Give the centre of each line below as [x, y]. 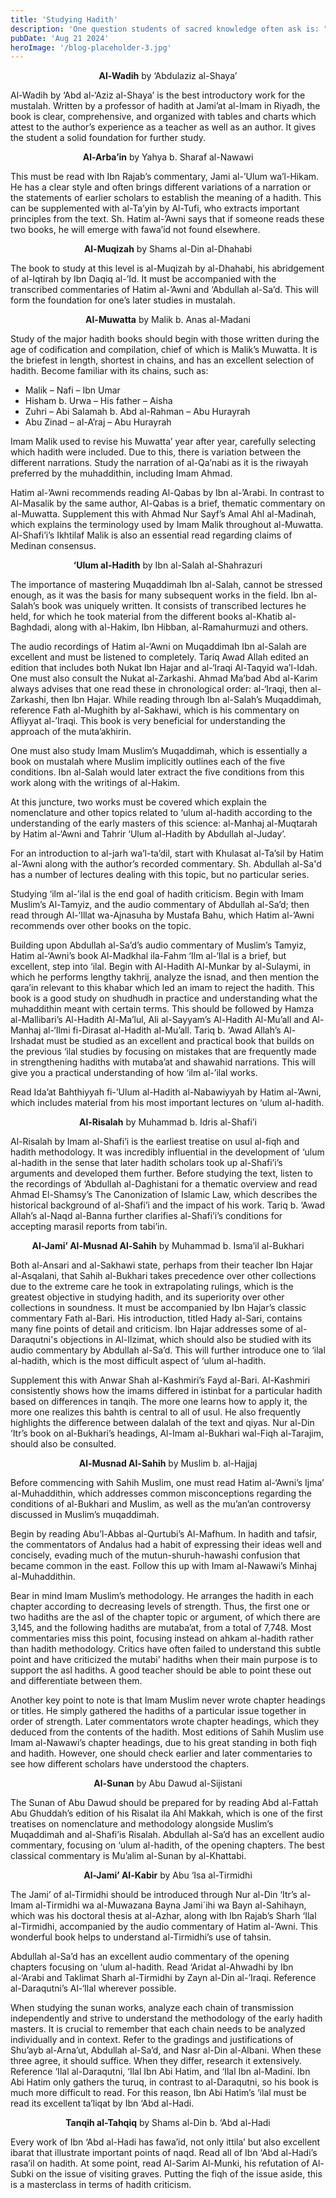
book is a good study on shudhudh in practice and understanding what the [164, 998]
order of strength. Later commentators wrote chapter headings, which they [165, 1722]
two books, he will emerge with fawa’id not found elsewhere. [135, 230]
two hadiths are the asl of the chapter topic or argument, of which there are [165, 1617]
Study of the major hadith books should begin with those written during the [165, 339]
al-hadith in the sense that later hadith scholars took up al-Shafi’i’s [146, 1163]
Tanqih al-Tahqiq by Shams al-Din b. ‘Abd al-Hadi [168, 2123]
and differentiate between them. [76, 1681]
